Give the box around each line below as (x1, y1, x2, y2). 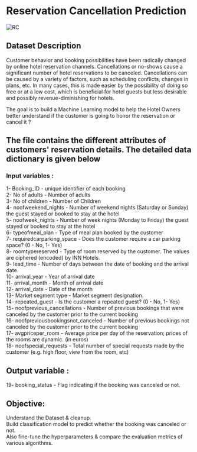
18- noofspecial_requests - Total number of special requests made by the (6, 342, 185, 350)
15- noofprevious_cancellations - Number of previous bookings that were (6, 305, 184, 312)
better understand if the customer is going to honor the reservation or (6, 112, 176, 119)
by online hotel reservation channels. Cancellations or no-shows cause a (6, 63, 183, 70)
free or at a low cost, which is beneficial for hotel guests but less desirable (6, 88, 187, 95)
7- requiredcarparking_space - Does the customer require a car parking (6, 235, 181, 243)
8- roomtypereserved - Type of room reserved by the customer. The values (6, 248, 190, 255)
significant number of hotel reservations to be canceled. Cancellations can (6, 69, 188, 76)
